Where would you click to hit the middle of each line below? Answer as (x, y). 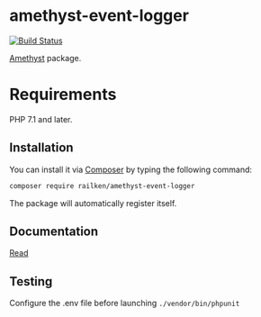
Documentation (54, 231)
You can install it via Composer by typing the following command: (131, 169)
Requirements (63, 95)
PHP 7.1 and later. (41, 119)
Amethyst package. (45, 58)
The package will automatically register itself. (93, 203)
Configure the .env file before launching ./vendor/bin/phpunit (125, 303)
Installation (41, 148)
